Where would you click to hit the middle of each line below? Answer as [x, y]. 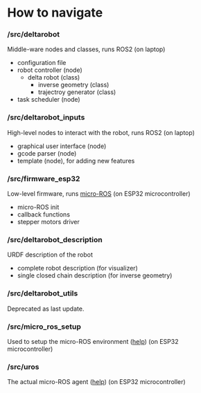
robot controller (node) [50, 70]
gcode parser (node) [47, 153]
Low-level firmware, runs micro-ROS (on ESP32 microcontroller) [99, 194]
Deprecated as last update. [46, 309]
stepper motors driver [48, 222]
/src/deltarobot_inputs [46, 118]
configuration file [42, 63]
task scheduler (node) [49, 100]
